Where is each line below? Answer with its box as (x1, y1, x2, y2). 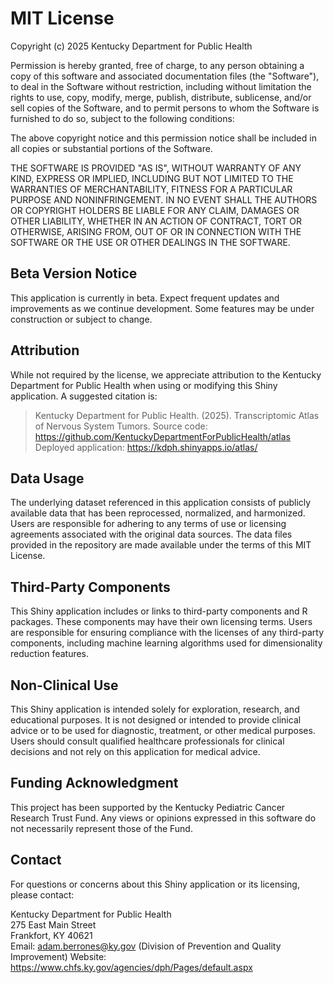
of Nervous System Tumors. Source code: (34, 420, 208, 432)
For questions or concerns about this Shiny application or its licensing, (10, 878, 300, 890)
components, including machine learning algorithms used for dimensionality (10, 637, 323, 649)
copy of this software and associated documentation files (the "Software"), (10, 70, 320, 82)
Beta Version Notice (10, 265, 138, 282)
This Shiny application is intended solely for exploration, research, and (10, 703, 300, 715)
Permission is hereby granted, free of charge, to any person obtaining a (10, 59, 305, 71)
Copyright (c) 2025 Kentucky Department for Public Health (10, 40, 253, 52)
